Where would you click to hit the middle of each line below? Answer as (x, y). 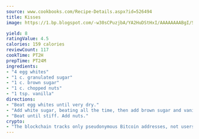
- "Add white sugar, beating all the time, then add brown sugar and (94, 110)
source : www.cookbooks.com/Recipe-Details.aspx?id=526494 (79, 12)
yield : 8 (17, 33)
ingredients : (22, 66)
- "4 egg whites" (28, 72)
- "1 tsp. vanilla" (30, 94)
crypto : (16, 121)
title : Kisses (24, 17)
